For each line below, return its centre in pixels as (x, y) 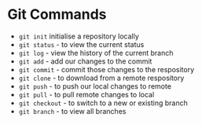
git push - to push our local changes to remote (95, 86)
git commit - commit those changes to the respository (107, 69)
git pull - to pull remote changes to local (86, 94)
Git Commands (57, 15)
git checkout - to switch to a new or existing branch (103, 103)
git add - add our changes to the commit (85, 61)
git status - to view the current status (81, 44)
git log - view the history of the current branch (96, 53)
